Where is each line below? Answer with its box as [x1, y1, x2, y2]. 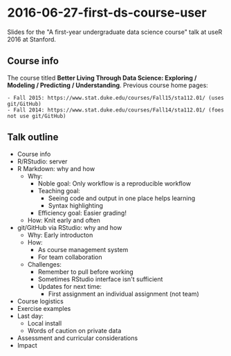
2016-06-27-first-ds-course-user [7, 5, 207, 21]
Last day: [17, 312, 44, 320]
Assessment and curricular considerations [17, 334, 138, 342]
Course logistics [17, 296, 64, 305]
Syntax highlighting [48, 201, 104, 209]
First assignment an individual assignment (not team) [48, 290, 199, 298]
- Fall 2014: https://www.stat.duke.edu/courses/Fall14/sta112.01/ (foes [7, 106, 225, 114]
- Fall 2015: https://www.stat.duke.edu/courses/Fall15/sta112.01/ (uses [7, 94, 225, 101]
